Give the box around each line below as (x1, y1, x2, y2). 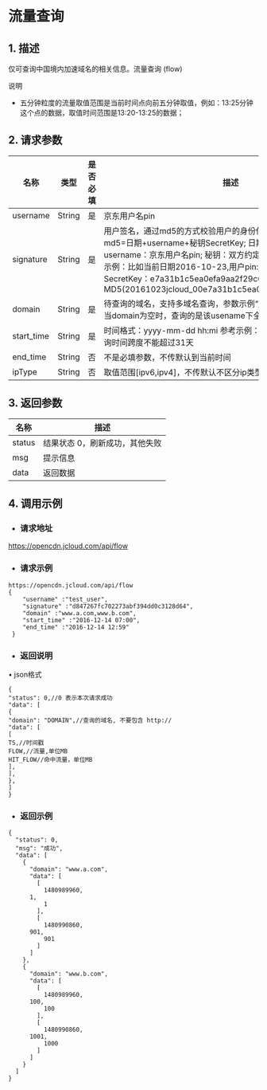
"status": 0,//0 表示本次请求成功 (8, 694, 113, 702)
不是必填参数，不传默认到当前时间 (103, 351, 232, 363)
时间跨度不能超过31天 (111, 336, 194, 347)
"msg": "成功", (15, 845, 64, 853)
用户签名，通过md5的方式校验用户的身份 (103, 225, 257, 236)
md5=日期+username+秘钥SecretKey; (103, 237, 246, 248)
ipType (12, 366, 37, 377)
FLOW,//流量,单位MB (8, 747, 68, 755)
